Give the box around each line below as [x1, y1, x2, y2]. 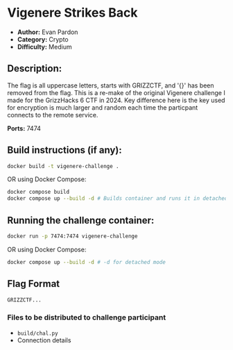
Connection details [17, 335, 71, 344]
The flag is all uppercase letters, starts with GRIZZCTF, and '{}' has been [7, 81, 214, 90]
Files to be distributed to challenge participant [7, 312, 166, 322]
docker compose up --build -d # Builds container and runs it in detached [7, 195, 228, 202]
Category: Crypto [17, 35, 69, 43]
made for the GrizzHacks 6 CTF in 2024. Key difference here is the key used [7, 96, 225, 104]
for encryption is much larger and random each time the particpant [7, 103, 198, 112]
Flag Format [7, 278, 60, 290]
